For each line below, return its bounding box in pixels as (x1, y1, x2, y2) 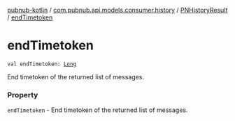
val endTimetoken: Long (7, 60, 77, 67)
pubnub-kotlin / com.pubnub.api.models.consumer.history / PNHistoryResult (7, 6, 228, 14)
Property (7, 90, 38, 99)
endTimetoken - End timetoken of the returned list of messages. (7, 106, 188, 114)
